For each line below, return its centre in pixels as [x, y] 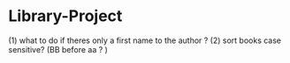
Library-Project [65, 16]
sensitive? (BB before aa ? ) [58, 49]
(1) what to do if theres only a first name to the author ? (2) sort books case [145, 40]
